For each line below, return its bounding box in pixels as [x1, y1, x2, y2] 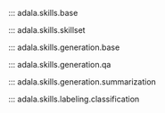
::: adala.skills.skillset [8, 25, 86, 35]
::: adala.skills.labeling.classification [8, 93, 140, 104]
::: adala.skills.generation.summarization [8, 77, 157, 87]
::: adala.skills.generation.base [8, 42, 120, 52]
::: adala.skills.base [8, 8, 78, 18]
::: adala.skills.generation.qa [8, 60, 111, 69]
